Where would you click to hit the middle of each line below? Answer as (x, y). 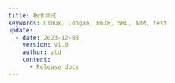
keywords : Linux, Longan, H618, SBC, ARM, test (88, 23)
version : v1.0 (45, 45)
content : (37, 60)
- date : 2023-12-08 (47, 38)
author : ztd (42, 52)
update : (21, 30)
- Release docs (54, 67)
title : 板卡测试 (32, 15)
